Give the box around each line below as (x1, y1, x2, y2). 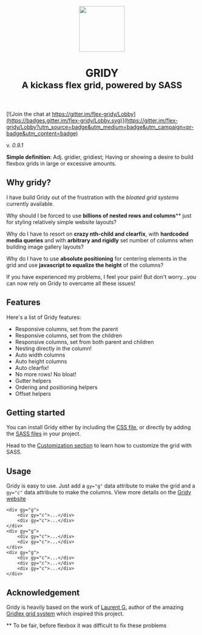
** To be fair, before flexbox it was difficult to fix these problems (6, 622, 167, 629)
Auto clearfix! (15, 364, 49, 371)
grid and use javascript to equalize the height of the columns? (6, 261, 164, 268)
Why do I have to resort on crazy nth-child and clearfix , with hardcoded (6, 230, 189, 237)
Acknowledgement (6, 588, 80, 598)
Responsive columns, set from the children (15, 332, 123, 339)
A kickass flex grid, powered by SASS (21, 79, 183, 91)
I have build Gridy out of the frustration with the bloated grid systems (6, 194, 179, 201)
